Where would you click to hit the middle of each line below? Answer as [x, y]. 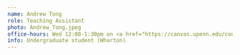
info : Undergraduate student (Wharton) [67, 41]
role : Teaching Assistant [46, 21]
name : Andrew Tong [35, 14]
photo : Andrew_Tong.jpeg [44, 27]
